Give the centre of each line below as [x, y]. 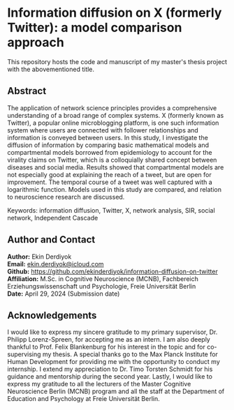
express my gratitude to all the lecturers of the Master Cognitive [99, 384]
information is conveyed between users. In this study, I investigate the [108, 137]
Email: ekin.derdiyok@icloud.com [56, 264]
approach [36, 43]
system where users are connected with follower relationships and [103, 130]
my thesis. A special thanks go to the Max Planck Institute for [130, 354]
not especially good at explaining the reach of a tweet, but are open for [109, 174]
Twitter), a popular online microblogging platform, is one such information [113, 123]
